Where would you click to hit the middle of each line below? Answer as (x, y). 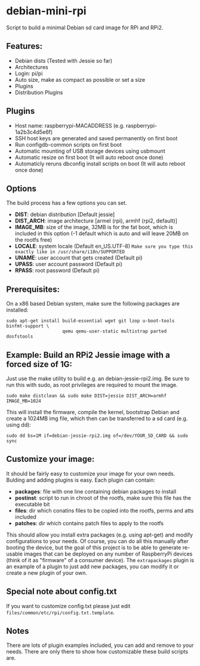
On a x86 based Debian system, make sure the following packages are (93, 304)
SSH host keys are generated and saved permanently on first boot (96, 138)
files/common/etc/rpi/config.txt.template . (61, 612)
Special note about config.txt (62, 592)
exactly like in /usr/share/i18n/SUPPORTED (70, 252)
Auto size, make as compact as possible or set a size (80, 79)
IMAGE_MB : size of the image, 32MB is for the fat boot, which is (94, 227)
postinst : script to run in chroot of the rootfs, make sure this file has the (103, 498)
